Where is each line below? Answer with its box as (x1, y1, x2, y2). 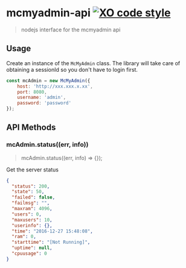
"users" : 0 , (11, 211, 42, 217)
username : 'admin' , (17, 94, 66, 101)
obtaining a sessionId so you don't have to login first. (6, 66, 138, 73)
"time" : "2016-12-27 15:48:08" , (11, 228, 94, 234)
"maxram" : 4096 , (11, 206, 53, 212)
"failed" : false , (11, 194, 56, 200)
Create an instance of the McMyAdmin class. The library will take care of (6, 59, 181, 66)
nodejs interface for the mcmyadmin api (21, 26, 121, 33)
